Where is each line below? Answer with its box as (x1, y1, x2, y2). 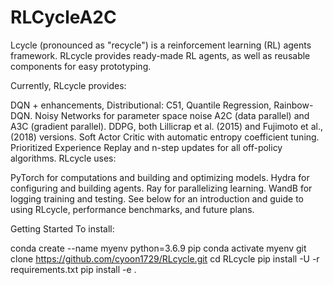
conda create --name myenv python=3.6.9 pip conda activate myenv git (10, 242, 307, 254)
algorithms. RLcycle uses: (10, 152, 117, 164)
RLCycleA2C (10, 6, 117, 29)
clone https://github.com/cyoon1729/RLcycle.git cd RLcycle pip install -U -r (10, 252, 320, 265)
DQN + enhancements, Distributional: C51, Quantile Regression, (10, 99, 272, 111)
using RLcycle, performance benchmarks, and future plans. (10, 203, 255, 215)
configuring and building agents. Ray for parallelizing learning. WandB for (10, 182, 313, 194)
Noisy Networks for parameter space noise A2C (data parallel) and (34, 109, 310, 121)
